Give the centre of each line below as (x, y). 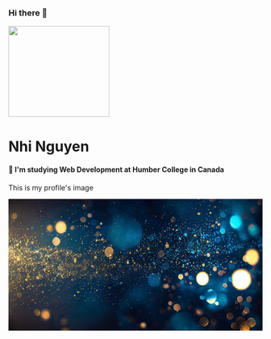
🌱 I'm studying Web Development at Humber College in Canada (116, 169)
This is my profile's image (51, 187)
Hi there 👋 (28, 13)
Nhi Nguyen (49, 146)
